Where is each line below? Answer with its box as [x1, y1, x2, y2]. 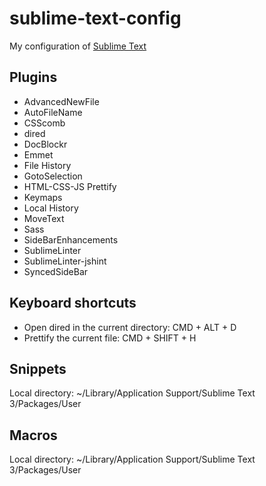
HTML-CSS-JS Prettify [23, 180, 117, 192]
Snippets [9, 360, 67, 377]
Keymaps [23, 191, 63, 203]
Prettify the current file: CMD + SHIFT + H [23, 332, 197, 344]
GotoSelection [23, 170, 83, 182]
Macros [9, 427, 58, 444]
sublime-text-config [9, 7, 182, 30]
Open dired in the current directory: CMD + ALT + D [23, 321, 237, 333]
